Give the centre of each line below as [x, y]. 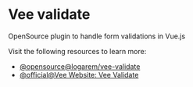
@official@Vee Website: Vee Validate [79, 74]
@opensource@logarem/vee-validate [80, 66]
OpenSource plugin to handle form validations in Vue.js [97, 36]
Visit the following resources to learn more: [77, 51]
